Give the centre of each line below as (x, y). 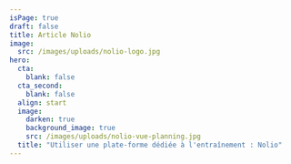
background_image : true (71, 128)
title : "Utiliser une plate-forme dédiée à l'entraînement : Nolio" (150, 145)
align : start (42, 102)
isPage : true (34, 18)
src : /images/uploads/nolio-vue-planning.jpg (114, 137)
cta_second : (40, 86)
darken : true (50, 119)
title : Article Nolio (50, 35)
